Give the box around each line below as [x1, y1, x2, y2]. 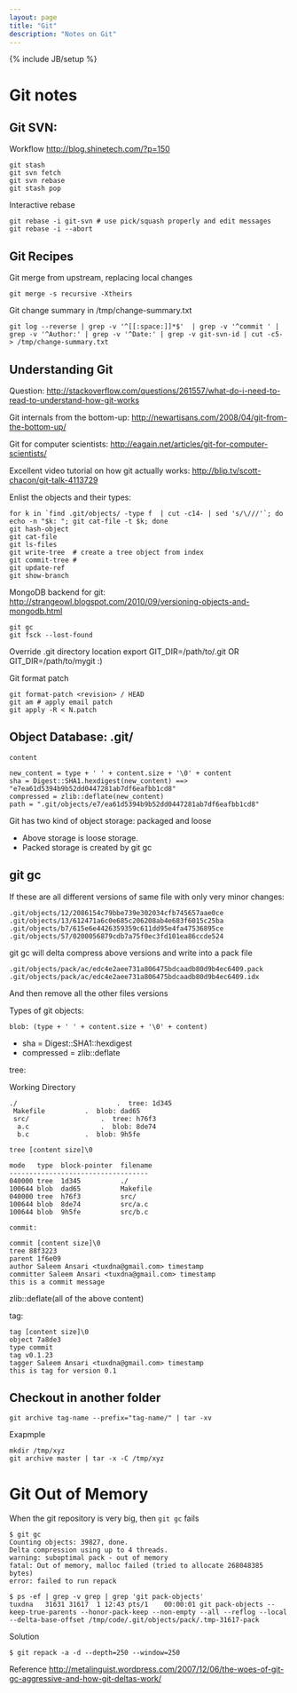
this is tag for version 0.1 [9, 1366, 117, 1375]
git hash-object [9, 525, 69, 534]
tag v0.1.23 [9, 1350, 53, 1359]
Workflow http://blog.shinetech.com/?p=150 [9, 144, 170, 154]
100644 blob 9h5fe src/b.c [9, 1207, 149, 1216]
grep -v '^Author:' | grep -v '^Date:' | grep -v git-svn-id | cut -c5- [9, 330, 284, 339]
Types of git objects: [9, 1005, 84, 1016]
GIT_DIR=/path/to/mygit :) [9, 656, 104, 666]
